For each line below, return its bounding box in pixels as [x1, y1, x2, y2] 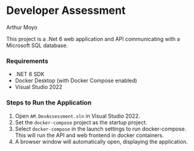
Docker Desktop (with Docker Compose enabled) [14, 77, 137, 85]
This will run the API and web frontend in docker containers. [14, 131, 164, 139]
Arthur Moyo [6, 24, 38, 31]
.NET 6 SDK [14, 71, 45, 78]
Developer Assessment [6, 4, 126, 18]
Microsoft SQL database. [6, 42, 68, 49]
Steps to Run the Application [6, 98, 92, 107]
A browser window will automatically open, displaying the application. [14, 138, 188, 145]
